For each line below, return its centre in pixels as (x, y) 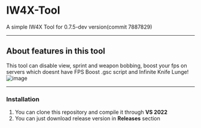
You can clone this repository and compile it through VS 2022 (91, 112)
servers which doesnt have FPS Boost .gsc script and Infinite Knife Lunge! (98, 71)
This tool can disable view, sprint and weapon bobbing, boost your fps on (97, 65)
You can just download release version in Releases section (87, 118)
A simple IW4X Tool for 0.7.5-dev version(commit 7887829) (79, 27)
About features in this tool (56, 51)
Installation (23, 99)
